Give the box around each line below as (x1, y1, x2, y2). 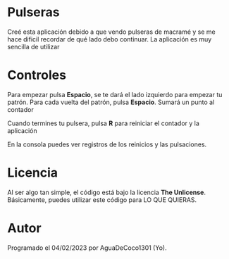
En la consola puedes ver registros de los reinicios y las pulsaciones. (7, 140, 207, 149)
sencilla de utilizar (7, 42, 60, 51)
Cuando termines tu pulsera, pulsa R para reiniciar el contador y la (7, 119, 199, 127)
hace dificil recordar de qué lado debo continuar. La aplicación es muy (7, 34, 212, 43)
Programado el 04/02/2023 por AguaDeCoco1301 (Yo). (7, 244, 167, 252)
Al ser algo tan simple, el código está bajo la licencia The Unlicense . (7, 188, 206, 196)
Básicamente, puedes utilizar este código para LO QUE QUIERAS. (7, 195, 197, 204)
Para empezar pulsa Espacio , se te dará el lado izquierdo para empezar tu (7, 90, 223, 99)
